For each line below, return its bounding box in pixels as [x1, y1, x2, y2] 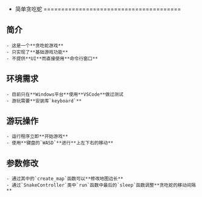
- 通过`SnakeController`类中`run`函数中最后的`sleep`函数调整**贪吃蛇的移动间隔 [6, 182, 196, 188]
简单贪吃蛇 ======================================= [15, 5, 181, 12]
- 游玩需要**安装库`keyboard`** [6, 98, 82, 104]
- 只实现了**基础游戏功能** [6, 49, 68, 55]
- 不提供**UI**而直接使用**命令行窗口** [6, 56, 99, 62]
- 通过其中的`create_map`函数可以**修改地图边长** [6, 176, 124, 182]
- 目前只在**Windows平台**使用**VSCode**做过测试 [6, 91, 124, 98]
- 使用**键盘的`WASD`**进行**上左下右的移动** [6, 140, 114, 146]
